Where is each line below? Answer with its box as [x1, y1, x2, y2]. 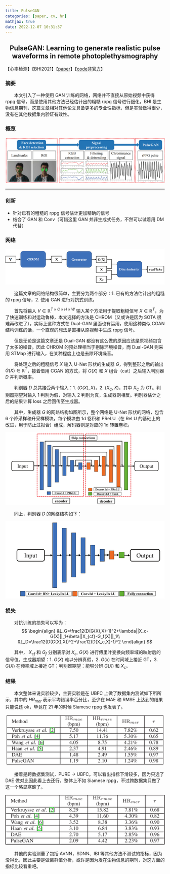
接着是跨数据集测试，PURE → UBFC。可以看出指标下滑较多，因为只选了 [14, 771, 164, 777]
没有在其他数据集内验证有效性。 [5, 111, 72, 117]
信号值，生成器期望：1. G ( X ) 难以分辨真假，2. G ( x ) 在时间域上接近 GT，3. [5, 657, 158, 663]
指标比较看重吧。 [5, 863, 41, 869]
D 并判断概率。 [5, 374, 37, 380]
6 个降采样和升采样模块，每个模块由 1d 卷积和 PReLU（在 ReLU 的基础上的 [5, 416, 161, 422]
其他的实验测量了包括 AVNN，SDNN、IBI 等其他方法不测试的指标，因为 [14, 851, 163, 857]
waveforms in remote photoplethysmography [12, 51, 158, 60]
